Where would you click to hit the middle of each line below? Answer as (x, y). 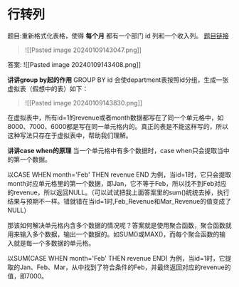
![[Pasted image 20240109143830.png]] (84, 103)
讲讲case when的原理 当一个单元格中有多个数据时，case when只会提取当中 (118, 150)
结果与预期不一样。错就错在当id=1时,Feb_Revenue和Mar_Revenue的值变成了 (119, 201)
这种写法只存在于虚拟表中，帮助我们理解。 (70, 135)
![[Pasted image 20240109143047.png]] (83, 50)
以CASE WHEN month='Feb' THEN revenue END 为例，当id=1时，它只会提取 (119, 174)
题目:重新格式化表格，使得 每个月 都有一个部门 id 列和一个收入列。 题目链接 (118, 36)
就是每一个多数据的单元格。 (54, 243)
